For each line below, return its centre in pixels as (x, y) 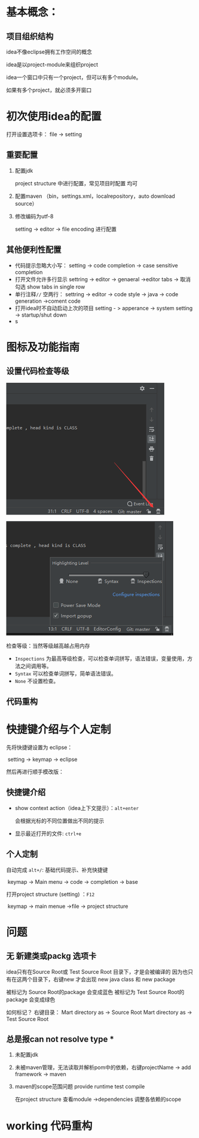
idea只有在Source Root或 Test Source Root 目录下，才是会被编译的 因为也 (97, 971)
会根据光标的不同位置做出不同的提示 (59, 821)
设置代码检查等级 (38, 371)
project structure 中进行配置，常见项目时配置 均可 (76, 183)
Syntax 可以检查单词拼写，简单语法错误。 (65, 673)
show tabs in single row (56, 287)
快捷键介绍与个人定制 (59, 730)
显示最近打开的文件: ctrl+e (48, 833)
